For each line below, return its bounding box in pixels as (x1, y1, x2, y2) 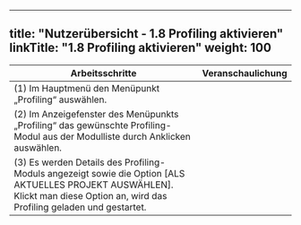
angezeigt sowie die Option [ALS (47, 167, 185, 179)
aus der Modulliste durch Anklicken (42, 130, 191, 143)
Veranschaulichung (202, 66, 288, 79)
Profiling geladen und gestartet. (13, 201, 147, 213)
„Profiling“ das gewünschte (13, 118, 129, 131)
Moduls (13, 167, 46, 179)
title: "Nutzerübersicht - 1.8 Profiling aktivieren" (9, 26, 284, 41)
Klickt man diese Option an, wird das (13, 189, 168, 202)
